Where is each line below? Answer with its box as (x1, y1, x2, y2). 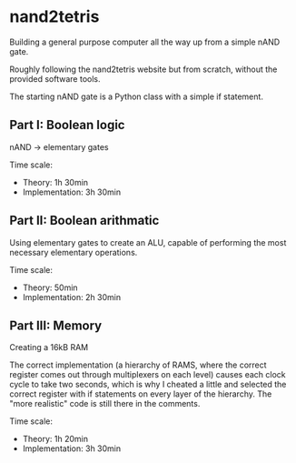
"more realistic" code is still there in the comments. (9, 398, 201, 409)
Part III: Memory (9, 317, 103, 333)
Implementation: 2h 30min (22, 291, 121, 302)
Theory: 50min (22, 282, 79, 293)
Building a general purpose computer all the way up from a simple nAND (9, 36, 281, 47)
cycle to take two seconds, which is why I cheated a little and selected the (9, 379, 287, 390)
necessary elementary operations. (9, 247, 138, 257)
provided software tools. (9, 73, 102, 84)
